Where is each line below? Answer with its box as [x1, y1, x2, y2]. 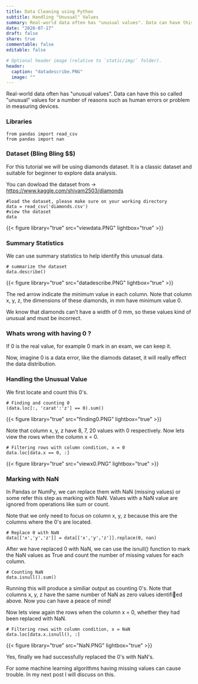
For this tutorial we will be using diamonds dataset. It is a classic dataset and [6, 163, 192, 170]
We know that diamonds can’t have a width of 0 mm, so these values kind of [6, 308, 192, 315]
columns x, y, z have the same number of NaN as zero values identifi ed [6, 591, 183, 598]
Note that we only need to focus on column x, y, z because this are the [6, 512, 178, 519]
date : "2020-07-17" [6, 25, 54, 31]
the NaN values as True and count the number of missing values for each [6, 552, 184, 559]
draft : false [6, 31, 38, 37]
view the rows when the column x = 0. [6, 433, 99, 440]
